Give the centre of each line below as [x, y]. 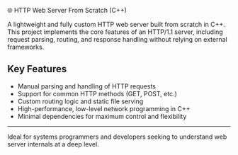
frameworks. [26, 47]
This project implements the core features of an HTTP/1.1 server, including [115, 32]
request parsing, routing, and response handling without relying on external [118, 39]
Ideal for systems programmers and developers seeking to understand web [117, 137]
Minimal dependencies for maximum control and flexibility [102, 116]
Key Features [37, 69]
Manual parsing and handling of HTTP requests [86, 86]
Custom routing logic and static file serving [80, 101]
